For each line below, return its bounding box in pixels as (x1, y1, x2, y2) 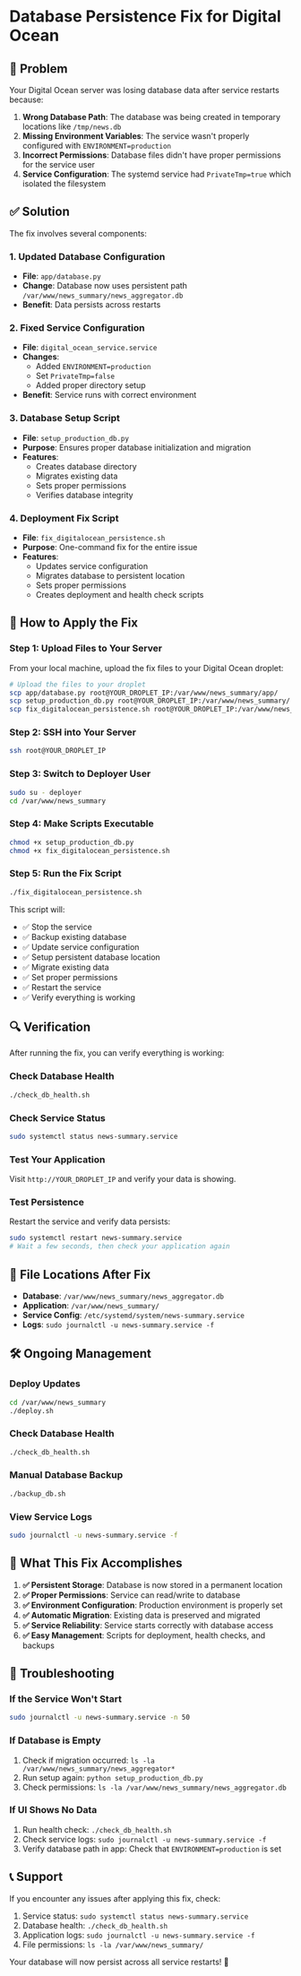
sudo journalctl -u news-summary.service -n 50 (9, 1713, 191, 1722)
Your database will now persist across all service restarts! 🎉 (9, 1956, 229, 1967)
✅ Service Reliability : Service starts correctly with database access (21, 1619, 274, 1630)
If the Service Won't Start (9, 1693, 123, 1705)
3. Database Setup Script (9, 412, 121, 425)
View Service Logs (9, 1510, 92, 1523)
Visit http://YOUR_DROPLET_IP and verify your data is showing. (9, 1174, 236, 1185)
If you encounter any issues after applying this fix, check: (9, 1893, 221, 1903)
